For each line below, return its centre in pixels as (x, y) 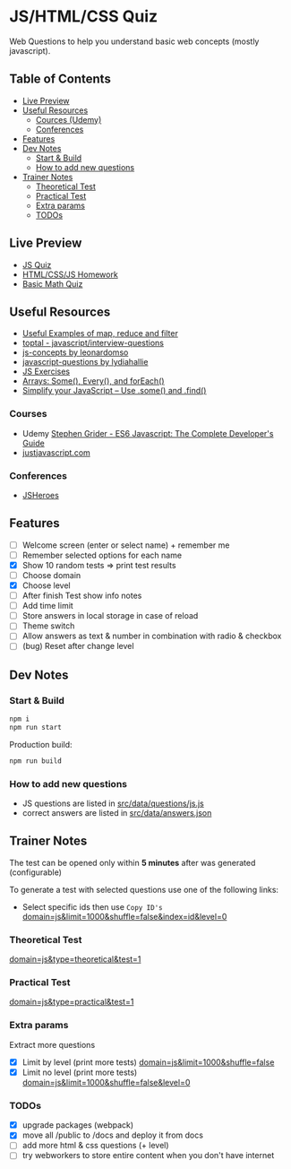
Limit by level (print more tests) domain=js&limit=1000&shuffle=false (148, 1062)
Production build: (41, 744)
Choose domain (51, 575)
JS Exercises (46, 372)
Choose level (46, 585)
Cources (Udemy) (68, 119)
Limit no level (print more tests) (80, 1072)
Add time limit (47, 606)
